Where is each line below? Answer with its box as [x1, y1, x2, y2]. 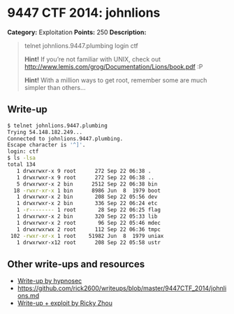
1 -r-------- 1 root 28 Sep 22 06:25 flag [16, 207, 161, 214]
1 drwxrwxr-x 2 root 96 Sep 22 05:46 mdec [16, 219, 161, 226]
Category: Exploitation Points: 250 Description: [7, 28, 147, 36]
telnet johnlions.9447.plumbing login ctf [24, 41, 138, 50]
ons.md [17, 292, 40, 300]
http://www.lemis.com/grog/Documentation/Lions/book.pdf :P [24, 62, 203, 70]
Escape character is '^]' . [7, 142, 86, 149]
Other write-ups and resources [7, 258, 145, 270]
